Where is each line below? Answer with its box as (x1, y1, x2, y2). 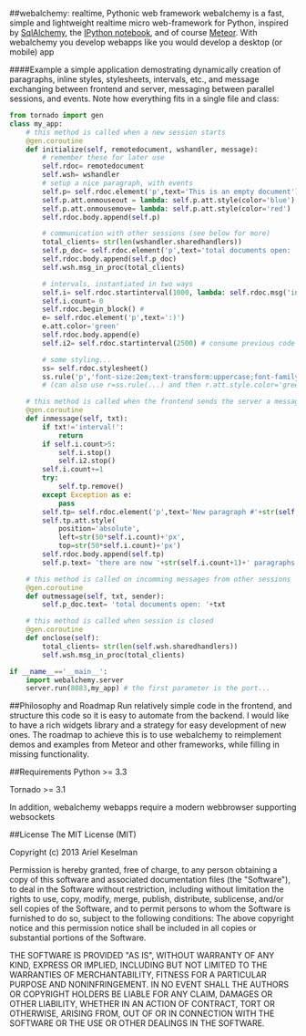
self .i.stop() (57, 448, 112, 457)
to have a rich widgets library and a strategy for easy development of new (9, 720, 287, 730)
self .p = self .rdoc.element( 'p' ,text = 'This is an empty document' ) (42, 187, 300, 196)
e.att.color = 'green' (42, 322, 120, 331)
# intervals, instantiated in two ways (42, 279, 194, 288)
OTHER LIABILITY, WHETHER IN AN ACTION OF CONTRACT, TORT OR (9, 999, 275, 1010)
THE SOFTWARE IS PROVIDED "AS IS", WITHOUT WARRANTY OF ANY (9, 950, 275, 961)
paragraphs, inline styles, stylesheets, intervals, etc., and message (9, 74, 260, 85)
